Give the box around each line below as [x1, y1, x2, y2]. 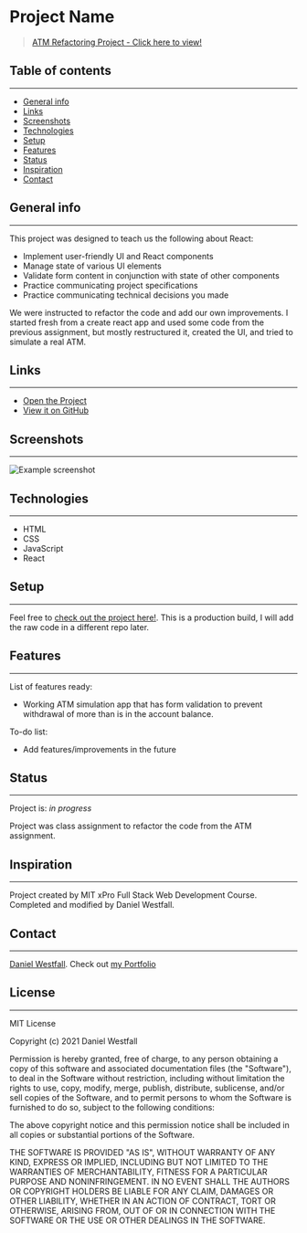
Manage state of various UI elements [22, 260, 162, 271]
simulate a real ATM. [9, 336, 87, 347]
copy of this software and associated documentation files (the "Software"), [9, 1062, 292, 1074]
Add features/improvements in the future [22, 743, 176, 754]
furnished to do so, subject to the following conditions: [9, 1101, 215, 1112]
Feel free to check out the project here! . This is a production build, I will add [9, 612, 294, 623]
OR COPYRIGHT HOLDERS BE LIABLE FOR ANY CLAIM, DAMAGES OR [9, 1186, 274, 1196]
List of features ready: [9, 680, 93, 691]
